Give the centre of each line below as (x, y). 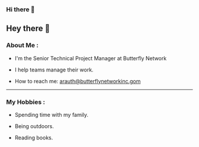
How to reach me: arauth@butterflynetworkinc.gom (78, 81)
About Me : (22, 45)
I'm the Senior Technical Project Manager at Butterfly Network (91, 58)
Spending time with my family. (52, 115)
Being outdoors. (34, 126)
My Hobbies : (26, 102)
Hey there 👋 (28, 29)
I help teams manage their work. (54, 70)
